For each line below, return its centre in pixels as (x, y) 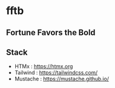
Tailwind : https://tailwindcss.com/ (56, 73)
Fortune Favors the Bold (51, 33)
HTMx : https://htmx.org (44, 66)
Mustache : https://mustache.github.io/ (62, 79)
